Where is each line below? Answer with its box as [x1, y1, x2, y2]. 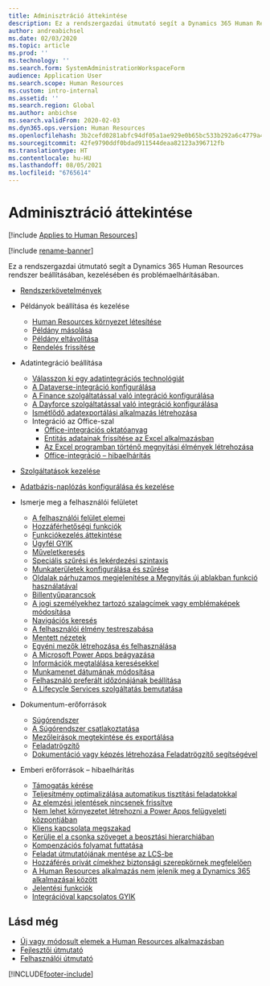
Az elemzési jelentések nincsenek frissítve [31, 798, 173, 807]
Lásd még [8, 915, 59, 929]
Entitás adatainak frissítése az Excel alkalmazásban [43, 433, 215, 443]
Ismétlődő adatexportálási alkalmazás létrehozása [31, 407, 198, 417]
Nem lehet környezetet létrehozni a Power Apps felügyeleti [31, 806, 227, 815]
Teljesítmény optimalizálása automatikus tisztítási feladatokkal [31, 789, 237, 798]
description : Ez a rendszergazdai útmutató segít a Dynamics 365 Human [8, 19, 253, 27]
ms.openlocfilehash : [8, 131, 78, 139]
